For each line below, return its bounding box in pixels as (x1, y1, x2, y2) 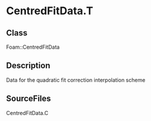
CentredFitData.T (6, 4, 94, 18)
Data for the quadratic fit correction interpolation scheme (6, 76, 146, 84)
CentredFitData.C (6, 109, 49, 116)
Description (6, 60, 50, 71)
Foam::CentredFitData (6, 43, 60, 50)
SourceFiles (6, 94, 52, 104)
